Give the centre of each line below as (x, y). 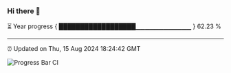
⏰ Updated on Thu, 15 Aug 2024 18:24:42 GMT (74, 49)
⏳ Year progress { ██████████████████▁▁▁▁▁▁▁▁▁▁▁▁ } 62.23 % (114, 26)
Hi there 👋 (24, 11)
